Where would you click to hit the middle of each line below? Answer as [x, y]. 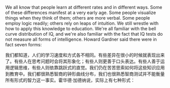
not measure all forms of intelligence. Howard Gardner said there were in [81, 39]
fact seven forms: [24, 45]
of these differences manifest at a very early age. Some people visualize [81, 13]
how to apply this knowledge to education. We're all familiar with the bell [81, 29]
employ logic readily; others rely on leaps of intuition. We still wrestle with [82, 23]
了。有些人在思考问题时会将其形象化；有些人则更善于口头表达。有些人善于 [83, 61]
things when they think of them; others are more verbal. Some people [78, 18]
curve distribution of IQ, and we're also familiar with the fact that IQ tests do [84, 34]
